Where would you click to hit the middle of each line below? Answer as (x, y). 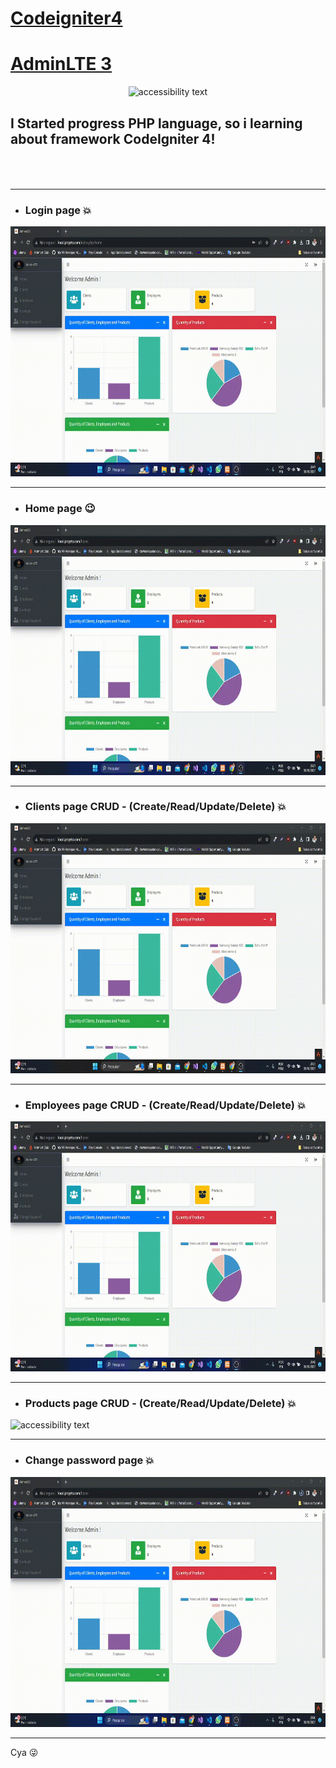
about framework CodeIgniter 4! (113, 138)
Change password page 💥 (89, 1460)
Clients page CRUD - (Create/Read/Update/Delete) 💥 (155, 807)
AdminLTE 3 (61, 64)
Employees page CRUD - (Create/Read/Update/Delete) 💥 (165, 1105)
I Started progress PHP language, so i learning (156, 123)
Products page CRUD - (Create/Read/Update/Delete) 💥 (160, 1404)
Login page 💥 (58, 210)
